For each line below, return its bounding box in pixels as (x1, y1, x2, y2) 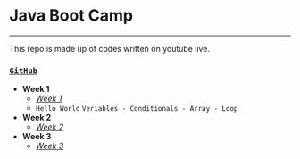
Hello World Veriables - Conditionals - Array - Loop (35, 105, 238, 113)
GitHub (9, 65, 38, 76)
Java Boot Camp (9, 5, 134, 26)
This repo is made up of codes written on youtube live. (9, 43, 211, 54)
